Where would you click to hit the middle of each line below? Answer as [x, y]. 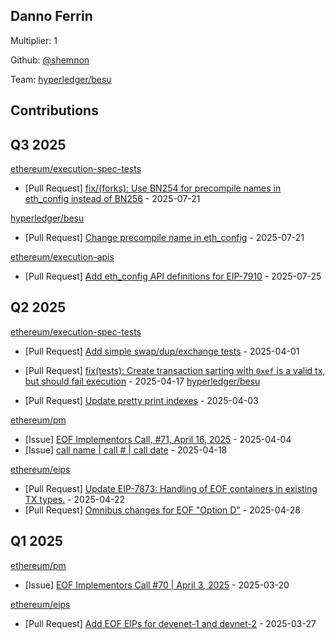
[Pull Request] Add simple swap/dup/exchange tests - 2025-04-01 [162, 351]
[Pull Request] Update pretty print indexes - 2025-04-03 [141, 400]
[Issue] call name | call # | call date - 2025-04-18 [126, 450]
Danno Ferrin [51, 16]
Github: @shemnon [50, 60]
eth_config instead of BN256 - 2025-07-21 [112, 199]
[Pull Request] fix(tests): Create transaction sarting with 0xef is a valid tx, [175, 370]
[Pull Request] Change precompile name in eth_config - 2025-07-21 [164, 238]
